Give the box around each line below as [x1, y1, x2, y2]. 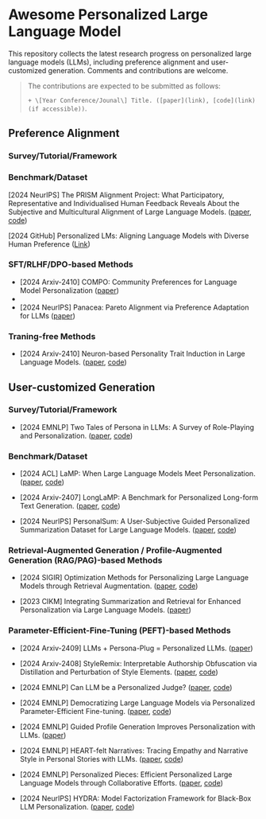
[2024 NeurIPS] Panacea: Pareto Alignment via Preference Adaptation [19, 302, 249, 312]
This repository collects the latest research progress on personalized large [8, 49, 252, 58]
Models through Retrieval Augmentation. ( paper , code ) [19, 581, 199, 591]
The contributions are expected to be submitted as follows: [27, 81, 221, 91]
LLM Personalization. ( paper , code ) [19, 801, 135, 811]
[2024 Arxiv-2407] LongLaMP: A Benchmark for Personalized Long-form [19, 493, 259, 502]
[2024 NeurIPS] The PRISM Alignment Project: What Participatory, [8, 189, 225, 200]
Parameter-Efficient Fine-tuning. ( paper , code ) [19, 706, 172, 716]
